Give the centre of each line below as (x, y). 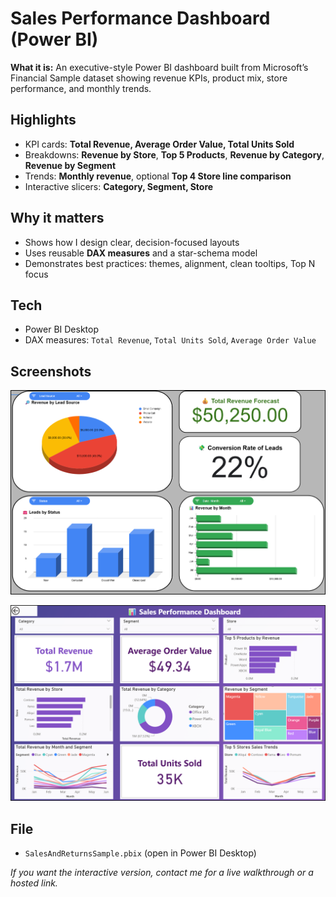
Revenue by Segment (70, 165)
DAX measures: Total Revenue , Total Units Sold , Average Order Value (170, 340)
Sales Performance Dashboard (140, 18)
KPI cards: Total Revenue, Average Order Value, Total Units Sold (159, 144)
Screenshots (51, 371)
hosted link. (34, 883)
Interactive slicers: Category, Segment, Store (119, 186)
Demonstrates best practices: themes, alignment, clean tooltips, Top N (170, 263)
